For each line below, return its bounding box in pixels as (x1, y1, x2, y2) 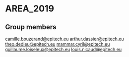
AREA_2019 (5, 3, 55, 14)
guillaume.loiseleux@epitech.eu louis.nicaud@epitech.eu (5, 47, 122, 52)
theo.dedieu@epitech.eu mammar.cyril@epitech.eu (5, 41, 110, 47)
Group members (5, 23, 57, 31)
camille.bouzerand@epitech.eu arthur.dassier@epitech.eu (5, 36, 124, 42)
